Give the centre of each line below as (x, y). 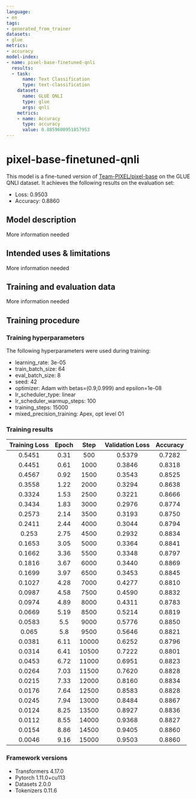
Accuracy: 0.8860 (37, 201)
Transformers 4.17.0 (39, 771)
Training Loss (29, 445)
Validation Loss (127, 445)
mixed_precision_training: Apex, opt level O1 (69, 414)
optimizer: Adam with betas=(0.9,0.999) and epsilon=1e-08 (88, 388)
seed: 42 (26, 382)
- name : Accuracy (39, 118)
